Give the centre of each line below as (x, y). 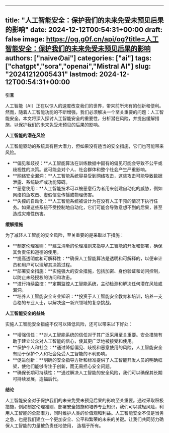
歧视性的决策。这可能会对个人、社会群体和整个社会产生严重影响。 (81, 169)
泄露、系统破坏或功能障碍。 (41, 182)
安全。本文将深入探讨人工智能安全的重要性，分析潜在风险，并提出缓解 (82, 118)
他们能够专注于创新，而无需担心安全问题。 (70, 366)
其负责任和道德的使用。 (37, 252)
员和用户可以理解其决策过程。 (43, 264)
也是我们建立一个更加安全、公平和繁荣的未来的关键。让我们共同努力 (89, 419)
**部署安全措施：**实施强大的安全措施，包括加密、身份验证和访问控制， (87, 271)
